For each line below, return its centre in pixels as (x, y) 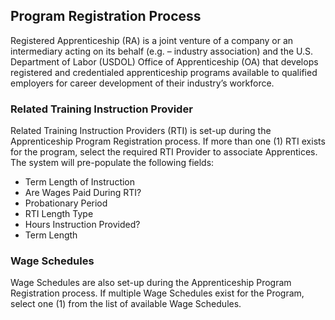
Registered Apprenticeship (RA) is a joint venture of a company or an (152, 40)
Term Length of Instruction (80, 182)
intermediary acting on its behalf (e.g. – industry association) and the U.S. (162, 51)
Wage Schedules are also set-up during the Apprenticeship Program (151, 283)
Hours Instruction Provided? (82, 225)
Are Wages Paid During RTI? (83, 193)
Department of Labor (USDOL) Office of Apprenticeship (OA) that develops (164, 61)
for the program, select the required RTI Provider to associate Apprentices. (164, 152)
